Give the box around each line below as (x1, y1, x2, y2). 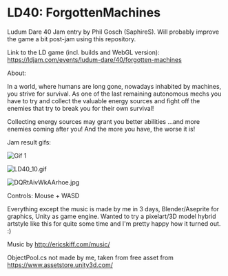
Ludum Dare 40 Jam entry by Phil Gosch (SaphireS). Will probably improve (7, 28, 219, 36)
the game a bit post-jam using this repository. (7, 34, 136, 43)
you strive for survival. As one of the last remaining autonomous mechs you (7, 89, 222, 98)
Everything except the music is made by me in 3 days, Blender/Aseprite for (7, 204, 219, 213)
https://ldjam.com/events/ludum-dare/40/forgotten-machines (7, 55, 183, 63)
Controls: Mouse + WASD (7, 191, 80, 200)
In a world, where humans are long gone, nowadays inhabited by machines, (7, 82, 222, 90)
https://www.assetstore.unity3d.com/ (7, 260, 114, 269)
